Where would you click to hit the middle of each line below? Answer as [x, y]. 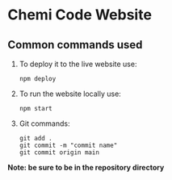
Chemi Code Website [80, 15]
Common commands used [75, 45]
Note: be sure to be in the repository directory [86, 167]
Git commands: [44, 123]
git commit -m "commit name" [68, 145]
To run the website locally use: [70, 94]
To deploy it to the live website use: [78, 64]
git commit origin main [59, 153]
